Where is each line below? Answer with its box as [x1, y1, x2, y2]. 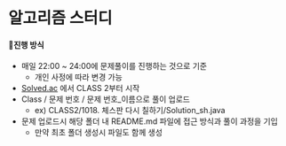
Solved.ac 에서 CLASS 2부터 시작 [20, 83, 140, 94]
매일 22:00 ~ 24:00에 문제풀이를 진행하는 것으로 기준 [20, 61, 208, 72]
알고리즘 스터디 [8, 8, 113, 28]
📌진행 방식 [8, 39, 45, 50]
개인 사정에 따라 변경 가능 [34, 72, 123, 82]
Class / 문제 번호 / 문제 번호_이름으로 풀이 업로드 [20, 94, 190, 104]
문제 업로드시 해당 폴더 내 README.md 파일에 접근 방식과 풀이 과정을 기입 [20, 116, 279, 127]
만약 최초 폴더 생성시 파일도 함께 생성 [34, 127, 163, 138]
